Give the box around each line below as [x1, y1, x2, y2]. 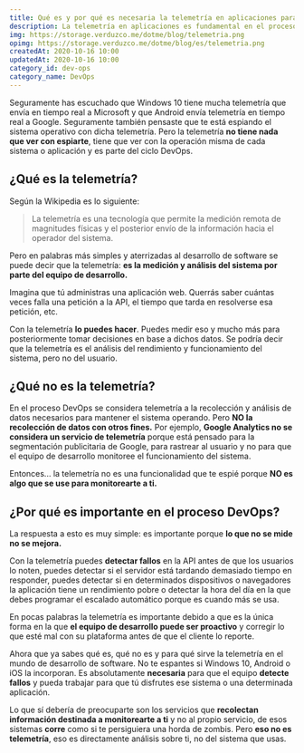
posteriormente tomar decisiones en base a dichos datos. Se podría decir [9, 333, 283, 344]
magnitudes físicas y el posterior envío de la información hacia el [31, 223, 274, 234]
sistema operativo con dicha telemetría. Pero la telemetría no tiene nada [9, 126, 279, 137]
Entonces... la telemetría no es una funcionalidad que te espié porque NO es [9, 468, 294, 479]
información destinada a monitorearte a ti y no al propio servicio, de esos [9, 714, 288, 725]
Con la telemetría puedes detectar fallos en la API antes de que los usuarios [9, 555, 294, 566]
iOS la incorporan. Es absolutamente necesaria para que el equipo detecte [9, 668, 290, 679]
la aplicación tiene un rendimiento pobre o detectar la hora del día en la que [9, 584, 291, 595]
